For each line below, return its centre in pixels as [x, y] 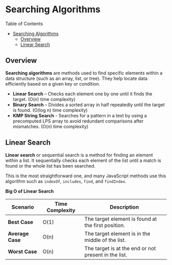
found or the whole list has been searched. [50, 166]
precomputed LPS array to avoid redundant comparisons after [78, 121]
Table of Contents [24, 24]
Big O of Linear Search [29, 191]
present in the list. [106, 255]
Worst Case [23, 251]
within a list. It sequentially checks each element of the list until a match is [83, 160]
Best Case [20, 222]
